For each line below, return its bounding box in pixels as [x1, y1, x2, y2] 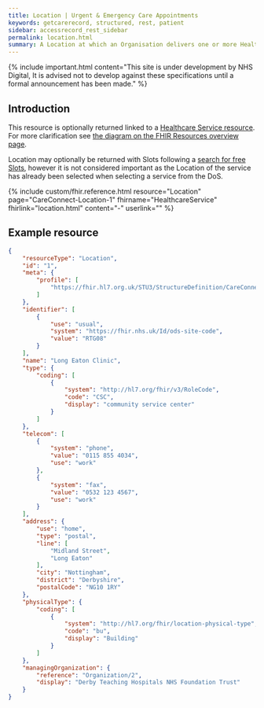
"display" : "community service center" [64, 400, 195, 409]
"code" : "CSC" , [64, 393, 114, 401]
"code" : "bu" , [64, 627, 111, 636]
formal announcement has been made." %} [8, 79, 148, 89]
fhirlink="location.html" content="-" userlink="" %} [8, 203, 174, 212]
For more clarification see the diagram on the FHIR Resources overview [8, 131, 240, 140]
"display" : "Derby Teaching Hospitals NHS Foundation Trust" [36, 678, 241, 687]
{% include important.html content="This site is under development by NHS [8, 62, 253, 72]
